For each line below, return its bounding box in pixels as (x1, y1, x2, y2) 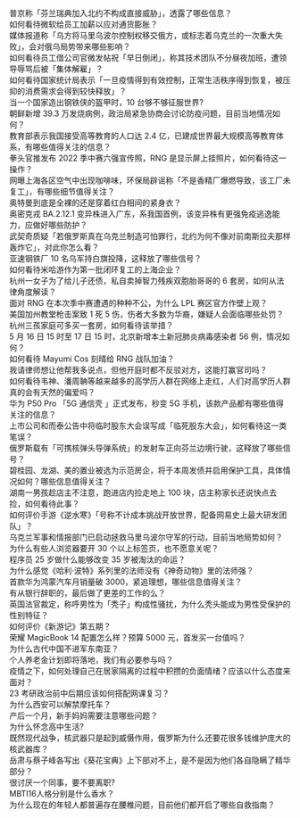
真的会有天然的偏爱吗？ (9, 387, 96, 397)
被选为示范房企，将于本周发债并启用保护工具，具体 (95, 465, 283, 475)
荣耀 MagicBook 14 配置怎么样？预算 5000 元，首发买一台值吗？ (9, 632, 246, 642)
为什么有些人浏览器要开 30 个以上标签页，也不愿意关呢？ (9, 543, 220, 553)
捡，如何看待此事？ (9, 499, 80, 508)
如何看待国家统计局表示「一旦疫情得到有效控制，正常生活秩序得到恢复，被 (9, 75, 283, 85)
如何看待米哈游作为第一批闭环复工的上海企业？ (9, 264, 181, 275)
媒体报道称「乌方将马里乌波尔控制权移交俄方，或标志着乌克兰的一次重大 (9, 30, 275, 40)
